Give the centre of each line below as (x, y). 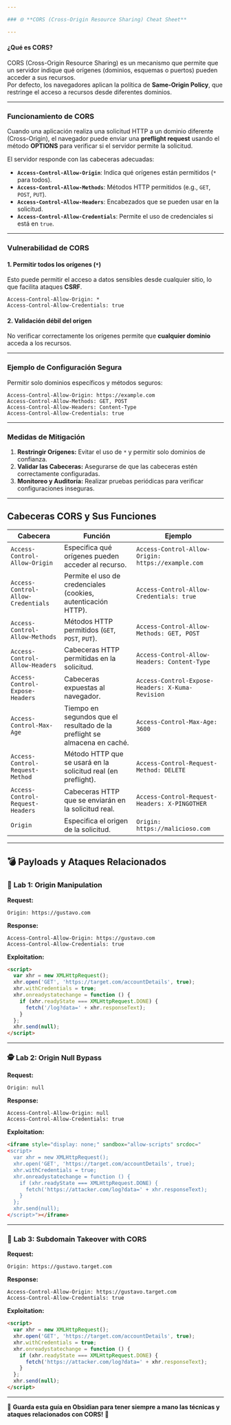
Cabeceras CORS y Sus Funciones (82, 516)
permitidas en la (90, 658)
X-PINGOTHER (188, 803)
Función (97, 536)
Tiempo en (81, 708)
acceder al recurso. (96, 565)
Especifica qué (88, 547)
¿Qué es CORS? (30, 47)
